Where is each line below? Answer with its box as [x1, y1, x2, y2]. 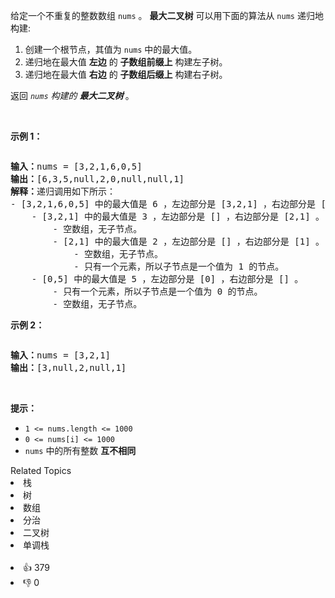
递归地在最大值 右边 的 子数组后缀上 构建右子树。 [24, 69, 228, 80]
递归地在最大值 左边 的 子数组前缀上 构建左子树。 [24, 56, 228, 68]
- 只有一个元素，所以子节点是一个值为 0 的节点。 [52, 286, 263, 297]
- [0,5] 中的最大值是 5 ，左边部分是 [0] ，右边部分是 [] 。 [31, 274, 304, 284]
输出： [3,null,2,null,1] [10, 362, 127, 373]
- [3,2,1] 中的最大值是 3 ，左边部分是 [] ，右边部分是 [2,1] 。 [31, 211, 325, 222]
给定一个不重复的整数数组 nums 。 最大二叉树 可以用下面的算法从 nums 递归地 [10, 10, 324, 21]
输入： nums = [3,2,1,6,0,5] [10, 161, 143, 172]
